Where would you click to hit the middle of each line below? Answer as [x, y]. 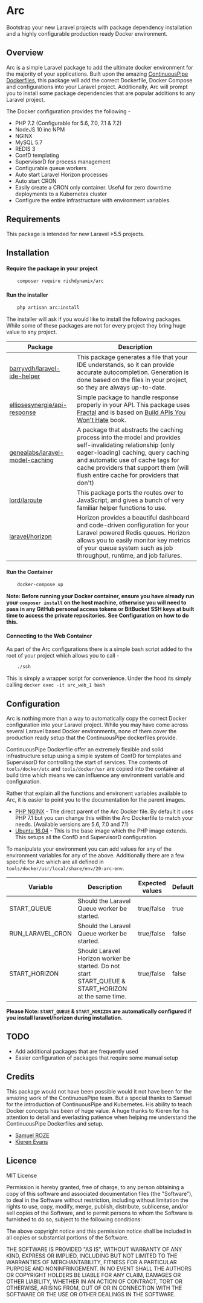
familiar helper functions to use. [122, 508]
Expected [152, 883]
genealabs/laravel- [37, 453]
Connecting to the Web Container [49, 636]
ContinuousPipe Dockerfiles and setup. [55, 1123]
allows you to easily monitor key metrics [134, 541]
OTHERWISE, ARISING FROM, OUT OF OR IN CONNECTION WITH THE [94, 1288]
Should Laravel [99, 951]
